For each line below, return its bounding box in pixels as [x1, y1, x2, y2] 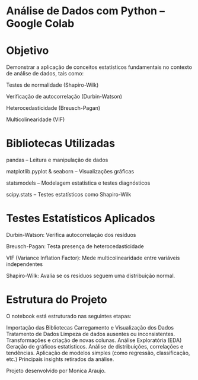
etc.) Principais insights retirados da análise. [6, 355, 114, 363]
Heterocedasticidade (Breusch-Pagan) [6, 104, 101, 112]
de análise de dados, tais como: [6, 70, 84, 77]
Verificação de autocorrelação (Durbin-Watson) [6, 93, 123, 100]
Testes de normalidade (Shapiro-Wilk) [6, 81, 99, 88]
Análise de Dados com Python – [6, 4, 165, 18]
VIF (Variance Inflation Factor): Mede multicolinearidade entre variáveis [6, 254, 180, 261]
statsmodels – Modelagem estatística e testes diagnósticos [6, 179, 151, 186]
